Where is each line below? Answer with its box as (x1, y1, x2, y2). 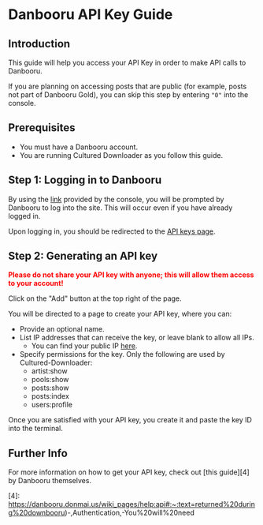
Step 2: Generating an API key (8, 249, 158, 263)
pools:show (31, 375, 69, 384)
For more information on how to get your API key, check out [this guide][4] (8, 467, 250, 477)
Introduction (8, 37, 71, 51)
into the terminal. (8, 424, 63, 433)
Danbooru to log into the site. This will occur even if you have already (8, 203, 233, 212)
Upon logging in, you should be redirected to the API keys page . (8, 227, 216, 236)
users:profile (31, 400, 73, 410)
